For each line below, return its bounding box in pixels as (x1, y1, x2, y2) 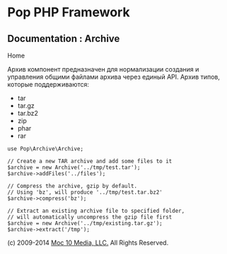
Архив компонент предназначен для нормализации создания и (7, 65, 199, 73)
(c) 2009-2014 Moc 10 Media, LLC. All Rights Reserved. (7, 238, 169, 247)
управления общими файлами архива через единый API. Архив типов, (7, 72, 221, 81)
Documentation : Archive (7, 33, 120, 45)
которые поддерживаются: (7, 80, 90, 89)
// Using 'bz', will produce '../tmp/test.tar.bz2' (7, 189, 163, 196)
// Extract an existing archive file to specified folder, (7, 207, 185, 214)
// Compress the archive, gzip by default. (7, 182, 138, 189)
